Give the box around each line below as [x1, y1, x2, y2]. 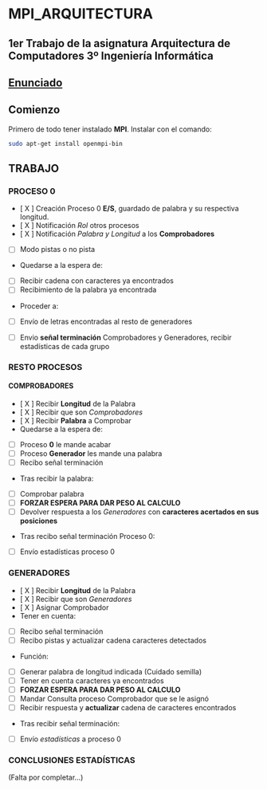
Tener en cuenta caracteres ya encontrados [19, 675, 165, 686]
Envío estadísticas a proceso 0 [19, 734, 122, 744]
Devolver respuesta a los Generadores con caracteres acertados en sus [19, 507, 259, 517]
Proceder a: [19, 301, 59, 311]
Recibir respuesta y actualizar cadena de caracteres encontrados [19, 702, 237, 712]
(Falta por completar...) [8, 772, 84, 782]
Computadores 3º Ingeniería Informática [8, 49, 214, 62]
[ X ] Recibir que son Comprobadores [19, 407, 143, 417]
